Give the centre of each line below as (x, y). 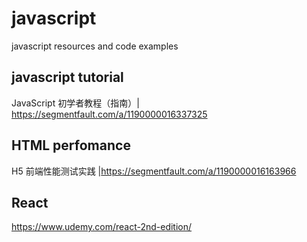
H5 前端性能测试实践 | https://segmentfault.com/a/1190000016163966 (154, 171)
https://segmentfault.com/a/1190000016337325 (109, 114)
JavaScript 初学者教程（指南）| (75, 103)
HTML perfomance (71, 145)
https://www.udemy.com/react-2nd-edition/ (102, 227)
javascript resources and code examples (95, 46)
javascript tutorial (67, 77)
